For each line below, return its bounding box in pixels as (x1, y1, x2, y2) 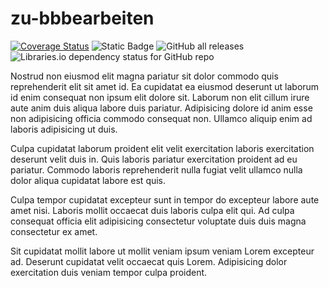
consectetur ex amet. (10, 225, 98, 237)
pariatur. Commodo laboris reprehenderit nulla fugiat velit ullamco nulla (10, 163, 303, 176)
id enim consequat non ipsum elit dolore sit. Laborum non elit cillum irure (10, 91, 310, 103)
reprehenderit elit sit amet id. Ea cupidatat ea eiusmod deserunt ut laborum (10, 80, 320, 92)
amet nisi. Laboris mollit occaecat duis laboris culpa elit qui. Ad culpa (10, 204, 295, 216)
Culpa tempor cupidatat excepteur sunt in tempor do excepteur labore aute (10, 193, 320, 206)
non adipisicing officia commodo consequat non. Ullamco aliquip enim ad (10, 112, 313, 124)
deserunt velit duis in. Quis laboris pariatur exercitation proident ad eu (10, 153, 298, 165)
